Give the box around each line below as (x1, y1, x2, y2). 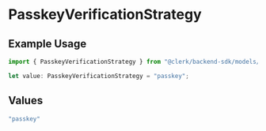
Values (8, 94, 44, 107)
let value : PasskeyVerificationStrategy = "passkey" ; (8, 72, 190, 80)
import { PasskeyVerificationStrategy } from (8, 58, 161, 65)
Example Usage (8, 37, 87, 51)
